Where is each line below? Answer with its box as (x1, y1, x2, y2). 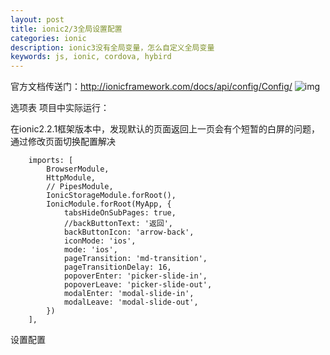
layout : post (10, 14, 65, 25)
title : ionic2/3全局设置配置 (10, 24, 123, 34)
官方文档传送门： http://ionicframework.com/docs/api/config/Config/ (10, 81, 293, 93)
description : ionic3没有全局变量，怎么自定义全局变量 (10, 42, 215, 53)
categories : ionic (10, 33, 87, 43)
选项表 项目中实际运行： (10, 102, 110, 114)
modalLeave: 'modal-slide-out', (63, 297, 199, 308)
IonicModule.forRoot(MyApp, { (46, 199, 172, 210)
